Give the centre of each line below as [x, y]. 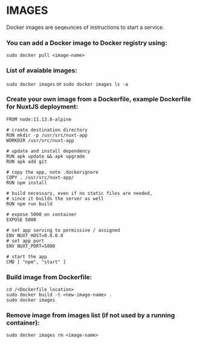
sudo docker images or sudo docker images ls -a [67, 84]
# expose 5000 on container [42, 214]
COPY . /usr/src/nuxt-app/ [40, 177]
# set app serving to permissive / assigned [63, 230]
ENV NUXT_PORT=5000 [31, 246]
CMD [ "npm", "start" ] [36, 262]
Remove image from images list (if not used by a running [91, 316]
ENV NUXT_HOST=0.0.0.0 [35, 235]
